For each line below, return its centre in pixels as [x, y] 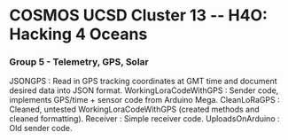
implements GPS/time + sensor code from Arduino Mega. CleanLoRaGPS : [145, 100]
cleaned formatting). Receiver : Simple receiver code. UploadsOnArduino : [145, 119]
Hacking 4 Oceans [78, 34]
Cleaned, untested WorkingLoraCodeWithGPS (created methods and [134, 109]
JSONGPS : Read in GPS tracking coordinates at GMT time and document [143, 82]
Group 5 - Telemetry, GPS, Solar [79, 62]
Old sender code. [41, 128]
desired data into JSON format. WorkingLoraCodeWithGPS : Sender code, [144, 90]
